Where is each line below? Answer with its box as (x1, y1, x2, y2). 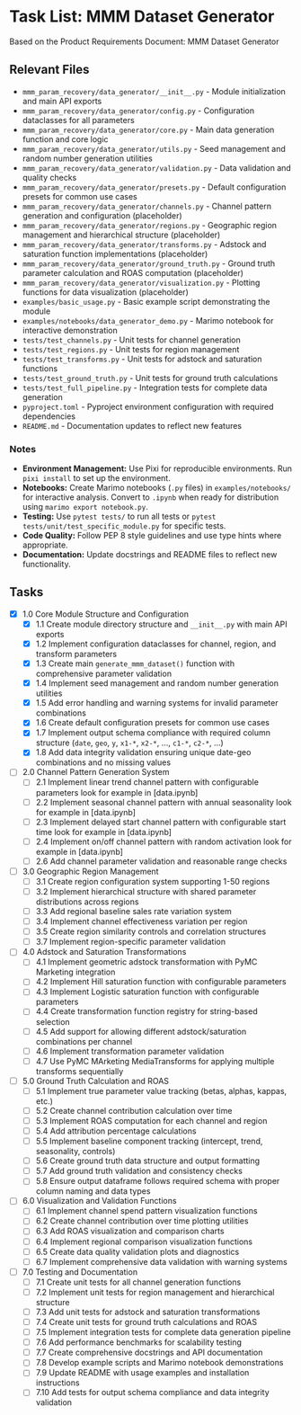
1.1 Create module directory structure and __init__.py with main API (35, 619, 288, 629)
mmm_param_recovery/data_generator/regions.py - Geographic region (22, 219, 277, 230)
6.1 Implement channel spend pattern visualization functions (35, 1206, 258, 1216)
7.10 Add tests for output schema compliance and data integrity (35, 1387, 270, 1398)
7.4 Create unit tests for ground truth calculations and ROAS (35, 1316, 258, 1327)
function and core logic (22, 133, 110, 145)
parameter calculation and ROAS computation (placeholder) (22, 267, 244, 278)
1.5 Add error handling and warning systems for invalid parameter (35, 698, 279, 708)
